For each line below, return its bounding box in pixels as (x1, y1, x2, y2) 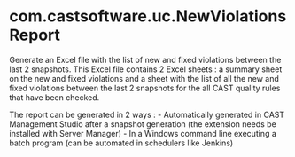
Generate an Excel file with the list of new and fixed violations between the (9, 54, 282, 65)
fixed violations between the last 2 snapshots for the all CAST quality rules (9, 82, 281, 93)
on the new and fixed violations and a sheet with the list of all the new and (9, 73, 279, 83)
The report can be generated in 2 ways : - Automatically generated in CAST (9, 109, 285, 120)
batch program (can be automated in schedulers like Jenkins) (9, 137, 234, 148)
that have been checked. (9, 91, 100, 103)
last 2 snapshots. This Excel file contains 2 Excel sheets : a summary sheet (9, 64, 283, 75)
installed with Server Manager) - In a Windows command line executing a (9, 128, 277, 138)
